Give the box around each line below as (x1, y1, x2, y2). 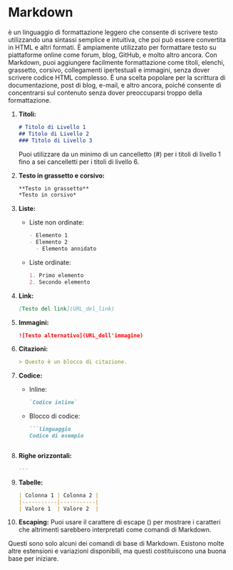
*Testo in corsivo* (18, 192, 77, 199)
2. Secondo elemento (29, 279, 90, 286)
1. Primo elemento (29, 271, 84, 279)
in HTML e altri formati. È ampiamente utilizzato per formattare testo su (8, 43, 217, 51)
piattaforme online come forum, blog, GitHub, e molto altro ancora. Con (8, 51, 218, 59)
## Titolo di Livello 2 (18, 130, 90, 138)
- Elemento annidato (35, 245, 97, 253)
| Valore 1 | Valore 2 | (18, 505, 99, 512)
